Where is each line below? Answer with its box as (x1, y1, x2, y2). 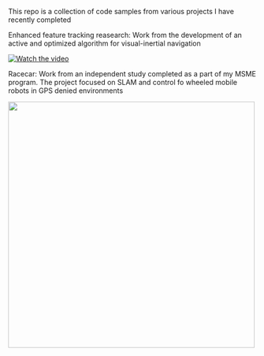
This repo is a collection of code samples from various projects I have (8, 7, 235, 16)
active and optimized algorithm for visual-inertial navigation (8, 39, 201, 48)
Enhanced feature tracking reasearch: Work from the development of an (8, 31, 243, 39)
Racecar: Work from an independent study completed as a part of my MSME (8, 69, 256, 78)
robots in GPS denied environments (8, 86, 124, 95)
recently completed (8, 15, 72, 24)
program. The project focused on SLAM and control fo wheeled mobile (8, 78, 238, 87)
